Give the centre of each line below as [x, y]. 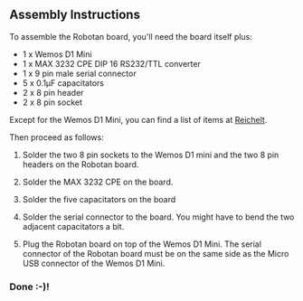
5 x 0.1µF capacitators [63, 83]
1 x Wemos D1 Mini [57, 54]
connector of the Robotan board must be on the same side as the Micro [156, 253]
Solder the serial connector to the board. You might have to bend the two [158, 217]
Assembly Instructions [75, 15]
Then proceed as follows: [57, 137]
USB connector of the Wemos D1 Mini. [94, 263]
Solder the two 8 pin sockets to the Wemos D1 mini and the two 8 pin [151, 155]
